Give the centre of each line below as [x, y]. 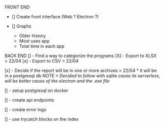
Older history [32, 36]
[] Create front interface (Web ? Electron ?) [55, 16]
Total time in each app [42, 46]
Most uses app [34, 41]
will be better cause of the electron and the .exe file [57, 81]
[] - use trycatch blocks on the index [42, 119]
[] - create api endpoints [29, 100]
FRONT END [17, 7]
